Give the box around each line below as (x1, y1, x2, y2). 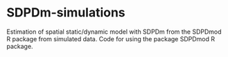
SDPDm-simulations (6, 5, 125, 21)
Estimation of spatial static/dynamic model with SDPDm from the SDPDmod (6, 27, 222, 36)
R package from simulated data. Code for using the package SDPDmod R (6, 34, 216, 43)
